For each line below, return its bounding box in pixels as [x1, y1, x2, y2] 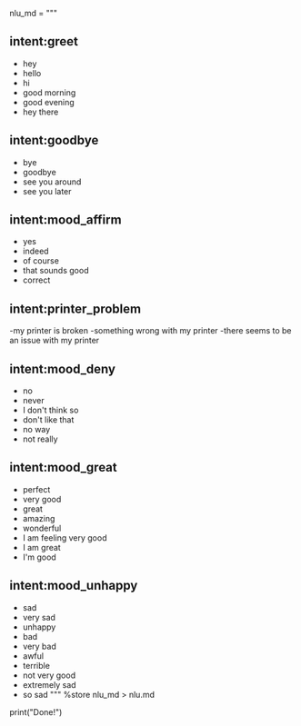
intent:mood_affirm [9, 213, 122, 228]
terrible [22, 660, 50, 671]
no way [22, 424, 51, 435]
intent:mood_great [9, 460, 117, 475]
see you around [22, 176, 82, 187]
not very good [22, 670, 75, 681]
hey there [22, 106, 59, 117]
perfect [22, 483, 51, 494]
